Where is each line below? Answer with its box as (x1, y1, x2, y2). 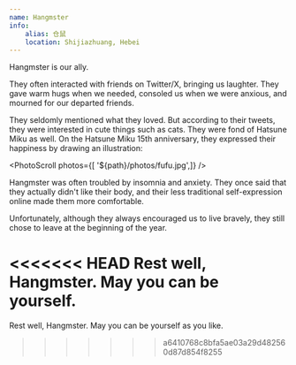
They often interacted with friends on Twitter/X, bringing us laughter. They (9, 79, 280, 89)
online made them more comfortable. (9, 196, 144, 207)
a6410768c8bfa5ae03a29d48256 (163, 338, 285, 348)
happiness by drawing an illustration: (9, 143, 143, 154)
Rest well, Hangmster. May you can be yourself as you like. (9, 320, 224, 331)
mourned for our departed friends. (9, 98, 134, 109)
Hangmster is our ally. (9, 62, 89, 72)
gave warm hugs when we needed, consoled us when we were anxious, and (9, 88, 287, 99)
